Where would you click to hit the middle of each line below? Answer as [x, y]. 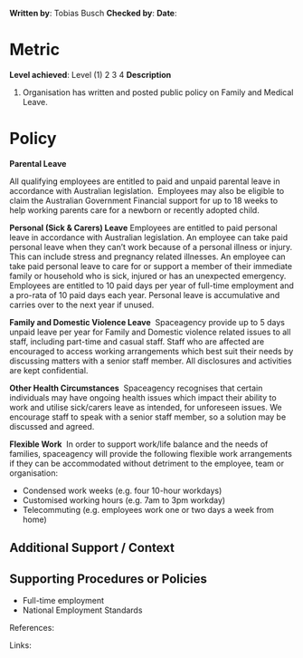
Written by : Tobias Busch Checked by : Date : [94, 13]
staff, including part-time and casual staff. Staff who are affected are [137, 341]
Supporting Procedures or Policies [109, 579]
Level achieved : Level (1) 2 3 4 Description [90, 74]
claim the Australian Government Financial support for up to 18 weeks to [144, 200]
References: [32, 628]
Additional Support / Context [92, 548]
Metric [35, 50]
